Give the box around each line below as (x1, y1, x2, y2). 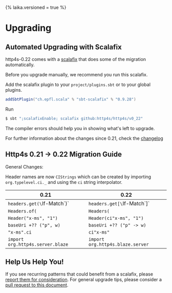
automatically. (5, 61, 35, 68)
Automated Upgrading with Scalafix (5, 43, 122, 51)
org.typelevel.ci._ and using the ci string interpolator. (5, 179, 123, 185)
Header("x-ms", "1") (8, 215, 58, 221)
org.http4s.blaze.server (89, 241, 149, 247)
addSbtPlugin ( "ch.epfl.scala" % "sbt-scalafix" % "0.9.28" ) (5, 97, 137, 102)
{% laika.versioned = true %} (5, 5, 67, 10)
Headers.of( (8, 208, 37, 214)
